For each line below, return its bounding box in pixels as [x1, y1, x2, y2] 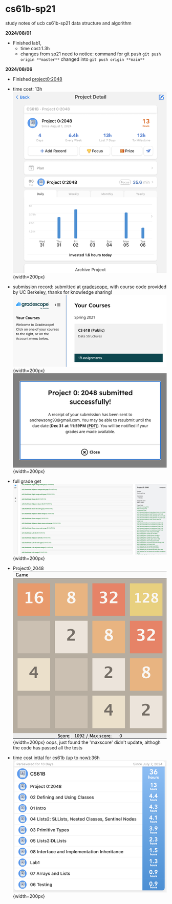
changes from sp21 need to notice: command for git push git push [20, 51, 161, 57]
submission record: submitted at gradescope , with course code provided [12, 284, 166, 290]
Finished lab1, [12, 39, 42, 46]
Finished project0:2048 [12, 76, 62, 82]
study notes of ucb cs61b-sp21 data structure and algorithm [5, 20, 132, 26]
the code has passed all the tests [12, 744, 83, 750]
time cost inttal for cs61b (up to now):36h [12, 755, 100, 761]
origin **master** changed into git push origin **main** [20, 56, 145, 62]
